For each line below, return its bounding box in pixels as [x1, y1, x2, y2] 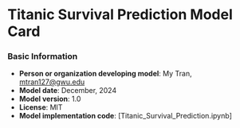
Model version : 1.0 [18, 94, 81, 104]
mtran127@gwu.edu [18, 77, 85, 87]
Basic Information [7, 51, 78, 62]
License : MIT [18, 103, 63, 112]
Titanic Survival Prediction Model [7, 6, 233, 24]
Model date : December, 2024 [18, 86, 117, 95]
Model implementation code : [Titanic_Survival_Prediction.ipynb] [18, 111, 233, 121]
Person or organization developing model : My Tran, [18, 69, 192, 79]
